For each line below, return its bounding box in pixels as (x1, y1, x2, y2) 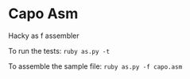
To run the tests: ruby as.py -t (8, 46, 110, 55)
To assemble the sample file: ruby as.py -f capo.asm (8, 61, 183, 71)
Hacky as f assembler (8, 31, 79, 40)
